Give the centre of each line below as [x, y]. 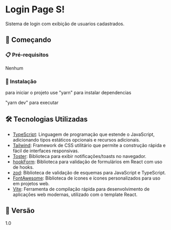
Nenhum [14, 68]
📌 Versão [20, 211]
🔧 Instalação [21, 81]
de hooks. [23, 167]
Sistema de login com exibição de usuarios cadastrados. [65, 24]
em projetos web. [31, 183]
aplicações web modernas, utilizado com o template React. [75, 194]
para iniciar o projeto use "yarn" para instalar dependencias [68, 92]
